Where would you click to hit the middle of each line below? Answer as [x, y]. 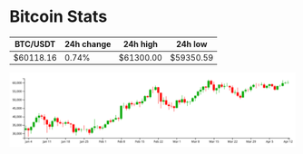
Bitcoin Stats [59, 17]
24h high [141, 44]
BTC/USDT [35, 44]
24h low [191, 44]
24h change [88, 44]
